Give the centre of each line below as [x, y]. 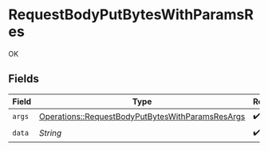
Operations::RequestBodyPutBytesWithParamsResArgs [142, 117]
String [50, 133]
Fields [24, 79]
